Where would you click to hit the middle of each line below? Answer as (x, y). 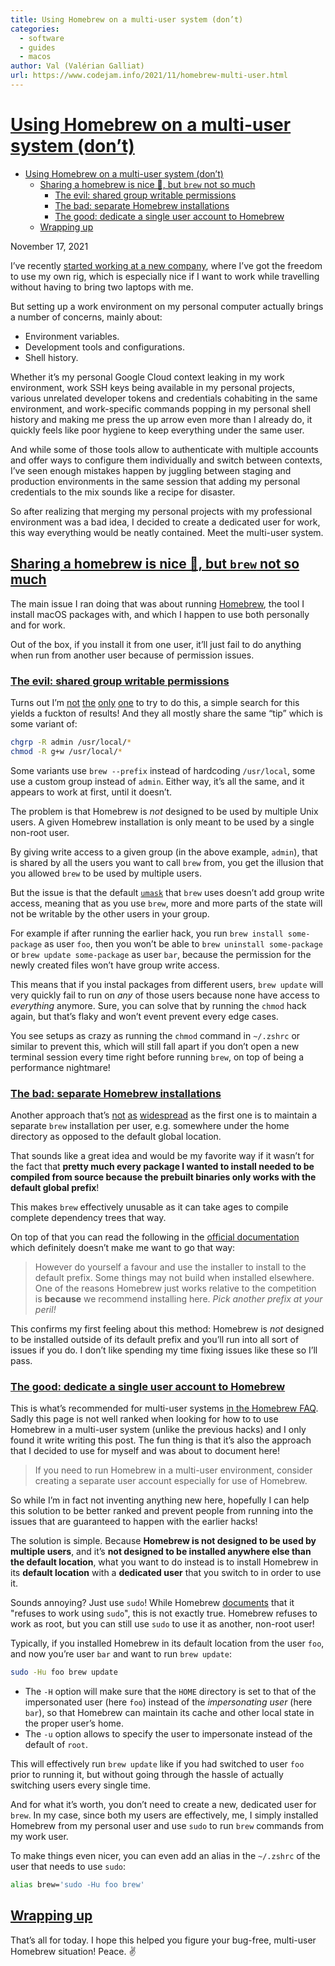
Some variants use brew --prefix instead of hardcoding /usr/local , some (163, 770)
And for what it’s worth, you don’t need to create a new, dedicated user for (163, 1805)
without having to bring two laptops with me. (102, 287)
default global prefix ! (55, 1187)
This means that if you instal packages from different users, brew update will (167, 984)
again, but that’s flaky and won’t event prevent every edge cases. (144, 1016)
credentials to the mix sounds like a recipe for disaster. (123, 492)
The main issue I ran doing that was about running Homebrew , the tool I (157, 603)
